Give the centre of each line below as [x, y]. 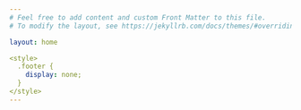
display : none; [54, 75]
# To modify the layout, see [64, 26]
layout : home [34, 42]
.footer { [35, 67]
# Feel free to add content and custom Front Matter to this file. [138, 17]
